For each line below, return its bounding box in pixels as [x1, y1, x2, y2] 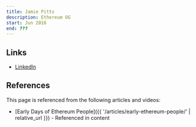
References [6, 80, 50, 91]
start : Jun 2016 [6, 20, 47, 26]
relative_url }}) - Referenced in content [14, 114, 110, 121]
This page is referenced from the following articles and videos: [6, 96, 161, 103]
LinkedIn [14, 63, 36, 70]
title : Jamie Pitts [6, 8, 55, 15]
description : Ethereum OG [6, 14, 71, 20]
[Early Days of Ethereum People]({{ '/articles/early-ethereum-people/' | [14, 108, 191, 115]
